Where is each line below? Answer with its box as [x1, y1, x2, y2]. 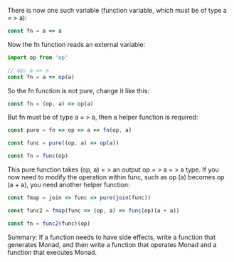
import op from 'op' [7, 53, 69, 61]
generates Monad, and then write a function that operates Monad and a [7, 240, 217, 248]
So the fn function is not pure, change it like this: [7, 86, 149, 95]
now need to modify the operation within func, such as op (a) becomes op [7, 173, 225, 181]
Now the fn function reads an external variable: [7, 40, 146, 48]
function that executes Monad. [7, 248, 97, 256]
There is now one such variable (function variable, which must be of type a [7, 6, 228, 14]
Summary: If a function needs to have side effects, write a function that [7, 233, 216, 241]
